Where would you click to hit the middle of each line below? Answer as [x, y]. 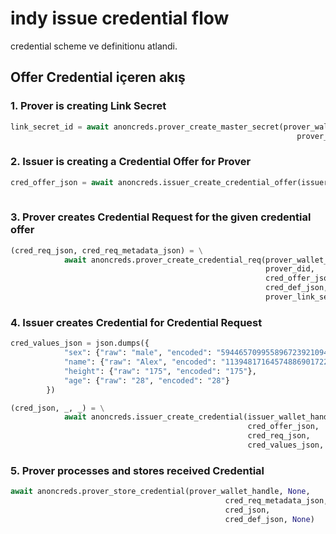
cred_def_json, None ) [269, 519]
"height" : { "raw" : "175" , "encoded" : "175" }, [160, 371]
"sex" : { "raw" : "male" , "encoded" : [138, 353]
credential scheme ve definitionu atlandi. [94, 46]
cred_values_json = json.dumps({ [80, 343]
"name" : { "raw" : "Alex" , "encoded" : [140, 362]
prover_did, [290, 269]
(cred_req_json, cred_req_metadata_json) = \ [106, 250]
